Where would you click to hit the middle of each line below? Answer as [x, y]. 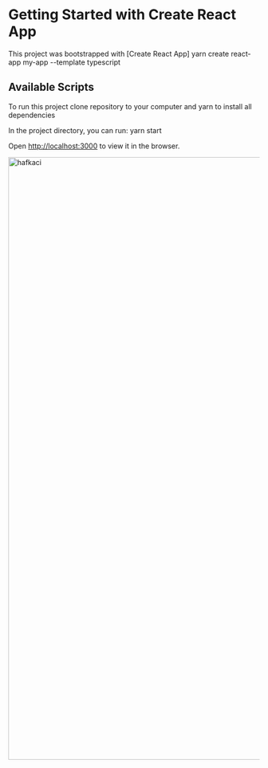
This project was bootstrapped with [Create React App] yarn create [119, 53]
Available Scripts [51, 87]
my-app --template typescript [72, 62]
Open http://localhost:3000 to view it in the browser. [94, 146]
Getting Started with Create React [122, 15]
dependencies [32, 115]
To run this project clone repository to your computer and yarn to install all [130, 106]
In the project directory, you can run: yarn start [85, 130]
